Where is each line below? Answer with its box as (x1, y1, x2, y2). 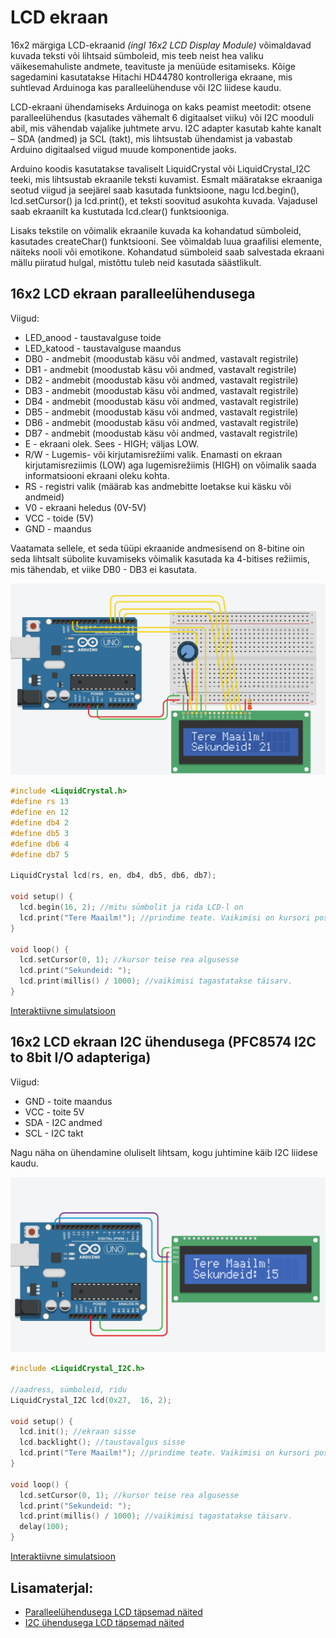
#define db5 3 (10, 828, 70, 838)
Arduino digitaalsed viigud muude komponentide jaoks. (10, 143, 237, 155)
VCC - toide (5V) (24, 512, 94, 524)
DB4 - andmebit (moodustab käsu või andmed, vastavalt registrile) (24, 395, 300, 407)
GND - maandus (24, 522, 92, 535)
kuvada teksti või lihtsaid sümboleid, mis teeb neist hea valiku (10, 49, 264, 61)
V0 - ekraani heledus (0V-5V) (24, 501, 147, 513)
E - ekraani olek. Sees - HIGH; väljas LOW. (24, 437, 200, 450)
